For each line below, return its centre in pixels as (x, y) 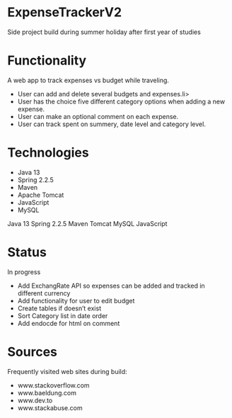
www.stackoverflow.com (53, 385)
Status (27, 252)
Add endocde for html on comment (69, 323)
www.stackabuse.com (50, 407)
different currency (44, 293)
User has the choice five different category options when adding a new (121, 101)
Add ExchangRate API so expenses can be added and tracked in (111, 286)
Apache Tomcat (41, 195)
